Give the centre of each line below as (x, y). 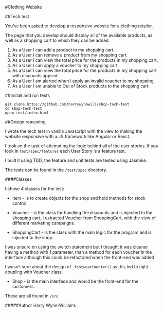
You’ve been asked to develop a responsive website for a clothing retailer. (79, 26)
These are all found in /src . (32, 296)
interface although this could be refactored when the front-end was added (80, 257)
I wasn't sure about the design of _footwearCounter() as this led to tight (77, 267)
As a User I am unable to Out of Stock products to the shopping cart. (81, 86)
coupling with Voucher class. (34, 272)
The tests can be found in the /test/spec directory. (56, 170)
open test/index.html (27, 113)
